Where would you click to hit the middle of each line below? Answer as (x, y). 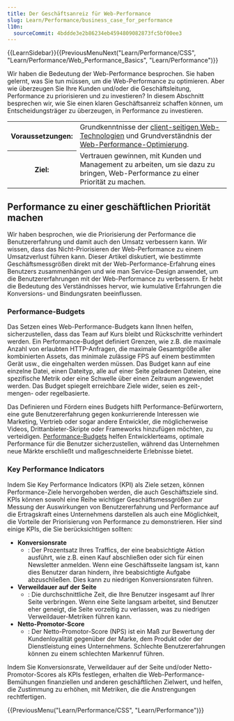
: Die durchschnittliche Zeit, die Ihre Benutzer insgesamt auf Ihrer (121, 594)
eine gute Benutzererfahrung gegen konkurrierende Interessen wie (103, 414)
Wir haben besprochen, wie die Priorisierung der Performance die (102, 235)
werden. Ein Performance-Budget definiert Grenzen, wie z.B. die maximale (114, 341)
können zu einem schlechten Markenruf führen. (96, 653)
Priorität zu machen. (113, 182)
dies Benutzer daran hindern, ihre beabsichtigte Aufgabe (109, 572)
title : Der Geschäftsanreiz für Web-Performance (79, 14)
